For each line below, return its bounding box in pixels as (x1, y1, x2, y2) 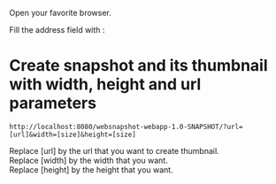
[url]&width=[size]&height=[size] (9, 130, 137, 139)
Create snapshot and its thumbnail (9, 56, 268, 76)
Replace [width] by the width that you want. (9, 155, 168, 165)
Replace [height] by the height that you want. (9, 164, 174, 175)
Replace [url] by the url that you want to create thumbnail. (9, 145, 219, 156)
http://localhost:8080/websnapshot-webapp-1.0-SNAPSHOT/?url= (9, 122, 243, 131)
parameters (9, 93, 97, 113)
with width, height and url (9, 74, 202, 95)
